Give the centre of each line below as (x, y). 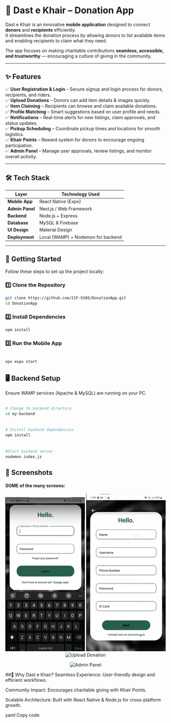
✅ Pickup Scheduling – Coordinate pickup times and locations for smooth (83, 128)
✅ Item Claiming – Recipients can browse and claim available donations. (81, 106)
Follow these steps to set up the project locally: (55, 271)
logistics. (15, 134)
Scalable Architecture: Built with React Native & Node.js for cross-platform (83, 700)
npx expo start (21, 362)
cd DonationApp (21, 303)
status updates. (22, 123)
